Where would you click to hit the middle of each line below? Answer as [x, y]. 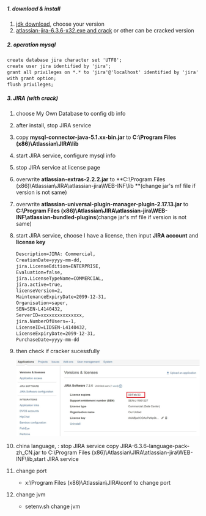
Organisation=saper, [42, 303]
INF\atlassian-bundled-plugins [56, 217]
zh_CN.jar [28, 452]
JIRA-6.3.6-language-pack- [155, 446]
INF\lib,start [31, 459]
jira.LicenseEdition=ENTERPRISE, [58, 266]
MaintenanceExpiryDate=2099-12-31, [61, 297]
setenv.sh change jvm [53, 507]
